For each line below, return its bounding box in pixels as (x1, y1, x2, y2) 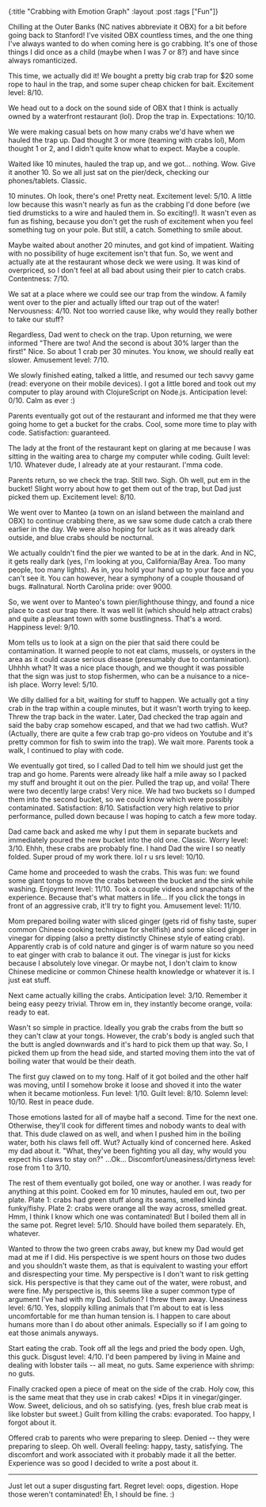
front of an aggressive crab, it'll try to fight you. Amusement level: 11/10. (8, 901, 241, 910)
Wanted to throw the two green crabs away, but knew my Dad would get (8, 1244, 244, 1254)
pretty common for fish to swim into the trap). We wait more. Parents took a (8, 737, 254, 747)
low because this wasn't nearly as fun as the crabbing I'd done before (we (8, 200, 251, 209)
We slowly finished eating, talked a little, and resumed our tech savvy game (8, 371, 255, 379)
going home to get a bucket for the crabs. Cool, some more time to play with (8, 420, 257, 428)
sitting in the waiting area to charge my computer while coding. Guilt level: (8, 451, 250, 461)
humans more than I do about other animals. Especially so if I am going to (8, 1320, 248, 1329)
